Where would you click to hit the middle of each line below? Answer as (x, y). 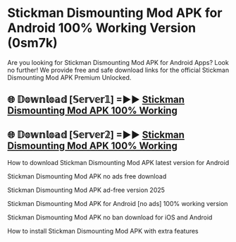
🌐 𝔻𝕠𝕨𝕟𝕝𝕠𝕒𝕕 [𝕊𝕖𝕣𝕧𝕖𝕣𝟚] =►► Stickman (96, 134)
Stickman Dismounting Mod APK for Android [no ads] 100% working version (118, 204)
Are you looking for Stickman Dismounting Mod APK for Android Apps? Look (118, 62)
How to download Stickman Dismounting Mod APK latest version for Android (118, 163)
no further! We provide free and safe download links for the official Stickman (118, 70)
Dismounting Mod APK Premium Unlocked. (69, 77)
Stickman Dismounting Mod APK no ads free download (87, 176)
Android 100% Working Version (102, 28)
